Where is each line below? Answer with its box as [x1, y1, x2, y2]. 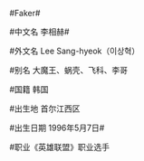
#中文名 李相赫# [9, 26, 70, 37]
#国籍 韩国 [9, 84, 49, 94]
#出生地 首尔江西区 [9, 103, 81, 114]
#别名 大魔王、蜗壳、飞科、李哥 [9, 65, 129, 75]
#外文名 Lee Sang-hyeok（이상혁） [9, 45, 140, 56]
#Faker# [9, 8, 41, 18]
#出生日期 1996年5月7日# [9, 122, 105, 133]
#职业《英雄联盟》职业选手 [9, 142, 110, 152]
